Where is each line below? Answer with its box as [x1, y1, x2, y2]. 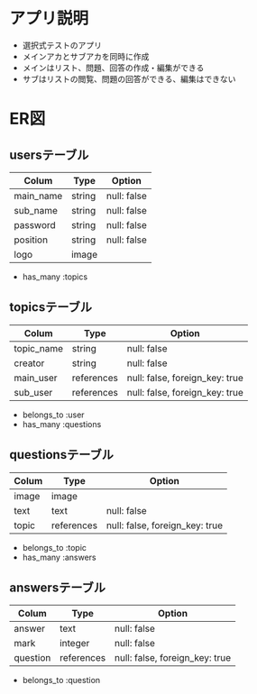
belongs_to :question [22, 675, 101, 686]
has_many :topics [22, 271, 88, 282]
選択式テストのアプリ [22, 40, 102, 50]
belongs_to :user [22, 409, 85, 420]
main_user [14, 371, 58, 384]
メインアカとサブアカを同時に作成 [22, 50, 150, 61]
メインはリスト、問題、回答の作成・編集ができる [22, 62, 205, 73]
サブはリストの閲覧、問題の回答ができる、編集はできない [22, 73, 236, 84]
